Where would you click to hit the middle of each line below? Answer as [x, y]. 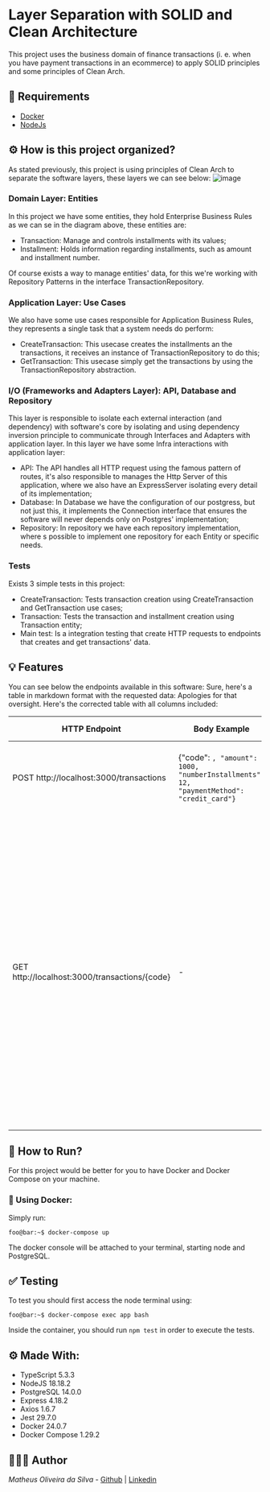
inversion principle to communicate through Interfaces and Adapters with [129, 436]
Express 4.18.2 [44, 1401]
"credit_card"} [207, 798]
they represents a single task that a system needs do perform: [111, 329]
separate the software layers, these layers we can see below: [110, 178]
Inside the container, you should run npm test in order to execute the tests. [131, 1330]
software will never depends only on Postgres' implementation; [124, 519]
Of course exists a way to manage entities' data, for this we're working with [133, 273]
